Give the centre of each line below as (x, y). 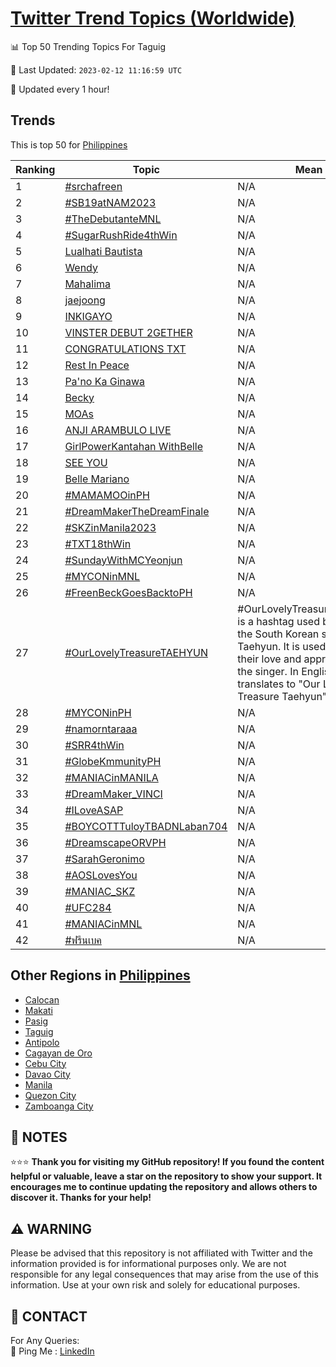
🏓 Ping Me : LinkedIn (52, 1351)
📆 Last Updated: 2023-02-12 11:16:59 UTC (96, 69)
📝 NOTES (39, 1137)
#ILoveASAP (94, 810)
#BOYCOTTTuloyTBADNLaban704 (146, 826)
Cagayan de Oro (58, 1053)
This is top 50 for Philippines (69, 144)
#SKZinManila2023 (110, 527)
